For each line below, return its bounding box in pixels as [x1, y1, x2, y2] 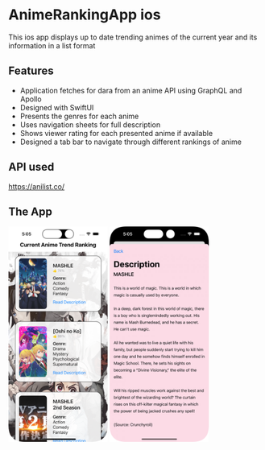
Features [8, 64, 54, 78]
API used [8, 160, 55, 174]
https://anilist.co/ [8, 181, 65, 191]
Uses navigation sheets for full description [19, 119, 161, 130]
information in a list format [8, 40, 96, 50]
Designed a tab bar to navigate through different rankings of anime [19, 137, 242, 147]
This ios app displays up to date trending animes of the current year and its [8, 32, 258, 42]
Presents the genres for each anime [19, 111, 139, 121]
